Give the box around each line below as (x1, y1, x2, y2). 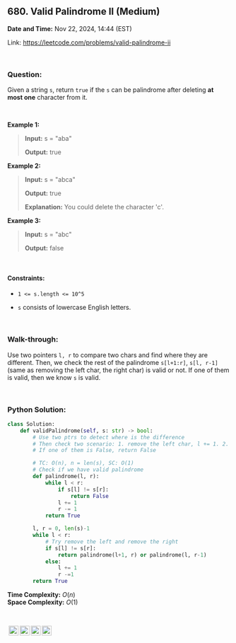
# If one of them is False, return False (33, 447, 157, 454)
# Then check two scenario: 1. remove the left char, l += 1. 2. (33, 440, 230, 448)
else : (45, 558, 61, 565)
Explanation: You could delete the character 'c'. (24, 203, 165, 212)
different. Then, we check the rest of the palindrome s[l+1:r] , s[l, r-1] (7, 358, 218, 366)
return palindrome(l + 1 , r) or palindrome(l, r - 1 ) (57, 551, 207, 558)
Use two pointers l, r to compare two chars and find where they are (7, 350, 208, 359)
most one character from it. (7, 93, 88, 102)
